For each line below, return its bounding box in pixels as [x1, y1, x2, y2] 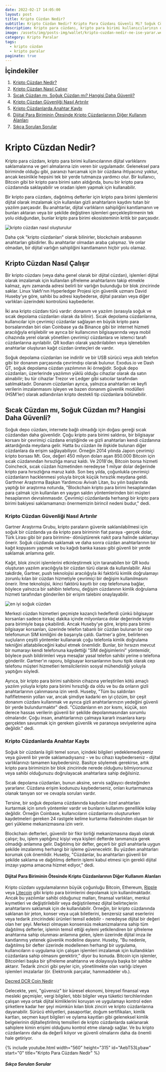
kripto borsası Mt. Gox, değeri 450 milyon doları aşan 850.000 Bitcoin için [5, 453, 156, 459]
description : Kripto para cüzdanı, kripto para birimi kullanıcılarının [5, 26, 158, 31]
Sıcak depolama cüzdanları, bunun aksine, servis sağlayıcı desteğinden [5, 779, 150, 785]
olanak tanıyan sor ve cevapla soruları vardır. [5, 790, 96, 796]
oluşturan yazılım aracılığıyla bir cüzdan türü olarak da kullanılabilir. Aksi [5, 565, 151, 571]
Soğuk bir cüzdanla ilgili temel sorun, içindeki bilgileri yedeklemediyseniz [5, 749, 154, 755]
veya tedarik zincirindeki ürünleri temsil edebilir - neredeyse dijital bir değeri [5, 916, 160, 921]
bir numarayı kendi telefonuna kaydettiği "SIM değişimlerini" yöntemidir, [5, 647, 151, 654]
